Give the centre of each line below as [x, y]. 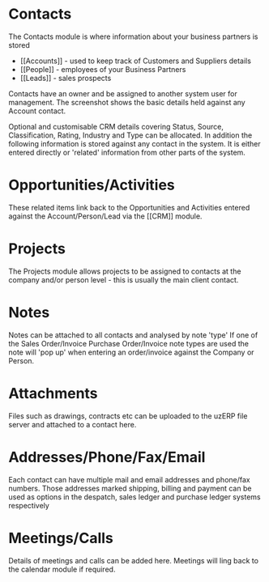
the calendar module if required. [62, 569]
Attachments [53, 393]
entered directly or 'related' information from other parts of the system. [127, 152]
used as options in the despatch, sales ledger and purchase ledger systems [134, 497]
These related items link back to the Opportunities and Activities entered [129, 207]
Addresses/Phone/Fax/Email [107, 457]
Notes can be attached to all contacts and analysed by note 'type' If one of [133, 335]
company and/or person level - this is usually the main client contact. [124, 279]
